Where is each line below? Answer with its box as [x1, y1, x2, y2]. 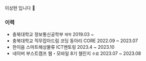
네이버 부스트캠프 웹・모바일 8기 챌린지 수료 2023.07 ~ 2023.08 [12, 50, 141, 56]
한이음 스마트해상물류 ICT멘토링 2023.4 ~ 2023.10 [12, 44, 115, 50]
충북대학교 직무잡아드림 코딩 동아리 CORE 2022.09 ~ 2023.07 [12, 38, 138, 44]
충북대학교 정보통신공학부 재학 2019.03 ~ [12, 32, 94, 38]
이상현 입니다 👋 [5, 5, 35, 11]
